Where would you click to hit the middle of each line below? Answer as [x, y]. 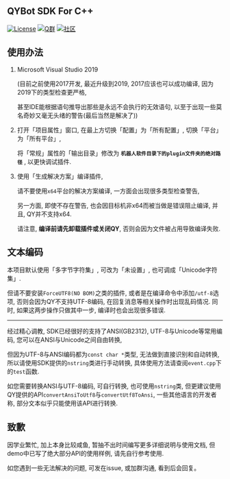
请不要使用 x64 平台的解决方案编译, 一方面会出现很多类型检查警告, [108, 191]
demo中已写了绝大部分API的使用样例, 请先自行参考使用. [86, 454]
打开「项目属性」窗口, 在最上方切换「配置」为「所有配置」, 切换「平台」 [119, 130]
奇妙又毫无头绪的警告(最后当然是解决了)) [80, 115]
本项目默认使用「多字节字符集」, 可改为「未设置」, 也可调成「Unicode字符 [112, 270]
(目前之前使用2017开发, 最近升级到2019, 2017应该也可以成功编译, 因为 [115, 83]
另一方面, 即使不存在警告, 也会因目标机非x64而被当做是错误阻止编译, [114, 205]
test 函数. [26, 372]
